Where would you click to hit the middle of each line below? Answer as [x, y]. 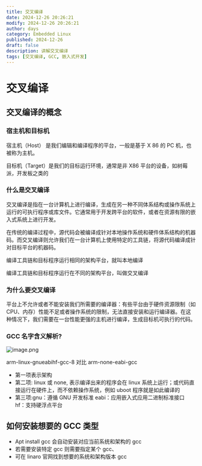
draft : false [23, 46]
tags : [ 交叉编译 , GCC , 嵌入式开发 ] [47, 57]
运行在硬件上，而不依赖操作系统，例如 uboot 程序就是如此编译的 [100, 390]
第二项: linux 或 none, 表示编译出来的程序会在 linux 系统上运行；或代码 [102, 382]
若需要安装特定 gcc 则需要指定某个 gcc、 [66, 449]
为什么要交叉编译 [31, 290]
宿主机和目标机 [28, 131]
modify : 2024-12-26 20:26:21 [43, 23]
